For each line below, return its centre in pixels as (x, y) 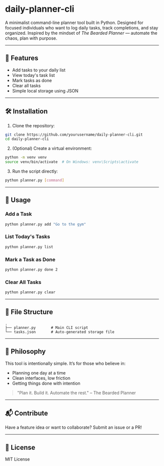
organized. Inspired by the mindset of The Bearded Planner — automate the (81, 33)
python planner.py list (29, 247)
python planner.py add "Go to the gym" (46, 224)
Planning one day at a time (39, 373)
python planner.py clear (30, 292)
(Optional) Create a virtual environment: (52, 148)
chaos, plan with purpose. (31, 38)
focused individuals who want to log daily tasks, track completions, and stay (82, 27)
